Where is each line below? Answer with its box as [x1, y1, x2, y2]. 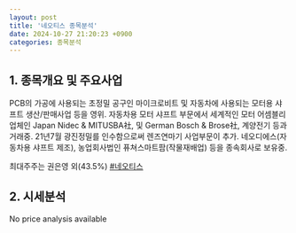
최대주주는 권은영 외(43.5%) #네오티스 [9, 161, 144, 172]
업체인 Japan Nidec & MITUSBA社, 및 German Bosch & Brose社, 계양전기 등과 [9, 120, 288, 131]
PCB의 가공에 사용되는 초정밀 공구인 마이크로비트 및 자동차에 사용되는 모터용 [9, 98, 273, 109]
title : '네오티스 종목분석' [9, 21, 98, 30]
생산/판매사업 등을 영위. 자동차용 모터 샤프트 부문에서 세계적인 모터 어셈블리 [25, 109, 286, 120]
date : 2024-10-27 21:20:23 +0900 [9, 29, 133, 38]
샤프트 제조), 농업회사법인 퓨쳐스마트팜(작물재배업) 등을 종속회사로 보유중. [32, 143, 288, 153]
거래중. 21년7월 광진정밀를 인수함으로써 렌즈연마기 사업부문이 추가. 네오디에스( [9, 131, 280, 142]
